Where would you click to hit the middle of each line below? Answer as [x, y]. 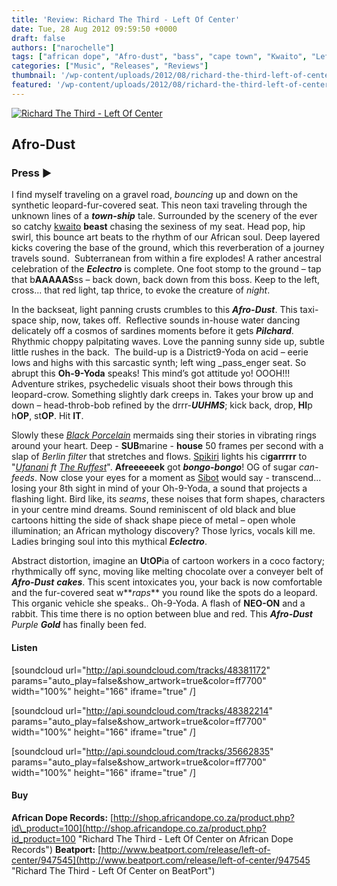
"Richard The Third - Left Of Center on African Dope [185, 838]
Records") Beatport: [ [56, 849]
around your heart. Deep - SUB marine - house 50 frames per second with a [167, 446]
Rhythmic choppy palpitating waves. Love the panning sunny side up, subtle [168, 342]
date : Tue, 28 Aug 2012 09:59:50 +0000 [94, 29]
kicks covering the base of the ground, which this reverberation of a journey [168, 248]
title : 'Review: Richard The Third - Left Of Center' [126, 19]
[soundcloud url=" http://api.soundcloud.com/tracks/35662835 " [142, 751]
